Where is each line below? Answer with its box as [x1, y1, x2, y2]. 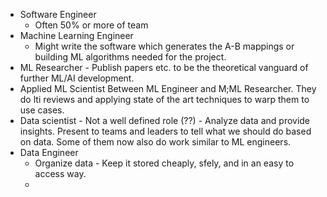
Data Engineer [19, 147, 79, 158]
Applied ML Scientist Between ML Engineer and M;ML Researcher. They [19, 83, 317, 94]
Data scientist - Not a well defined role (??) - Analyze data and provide [19, 115, 311, 126]
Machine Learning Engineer [19, 30, 134, 41]
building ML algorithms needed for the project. [34, 51, 227, 63]
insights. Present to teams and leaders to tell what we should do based [19, 125, 312, 137]
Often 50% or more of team [34, 19, 149, 31]
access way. [34, 168, 87, 179]
